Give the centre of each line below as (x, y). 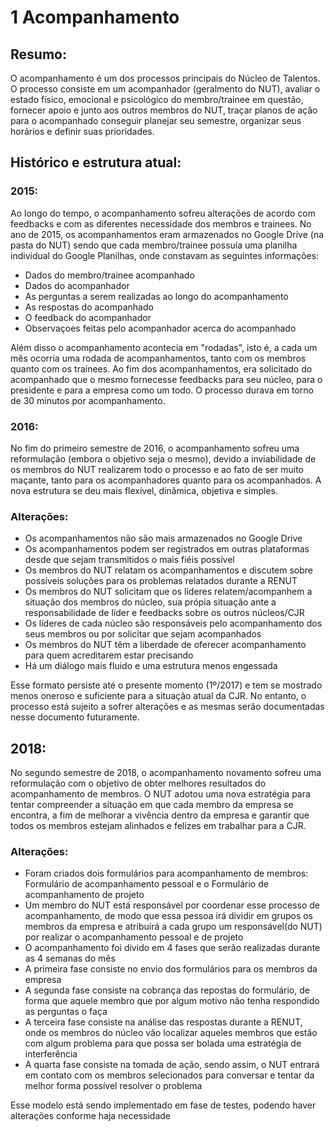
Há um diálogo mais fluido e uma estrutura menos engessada (151, 666)
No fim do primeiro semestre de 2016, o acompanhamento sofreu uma (155, 448)
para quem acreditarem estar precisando (109, 655)
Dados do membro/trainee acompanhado (109, 275)
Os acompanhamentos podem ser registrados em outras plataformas (167, 549)
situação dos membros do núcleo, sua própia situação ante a (150, 602)
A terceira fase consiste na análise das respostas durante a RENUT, (163, 1022)
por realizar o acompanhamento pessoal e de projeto (134, 937)
